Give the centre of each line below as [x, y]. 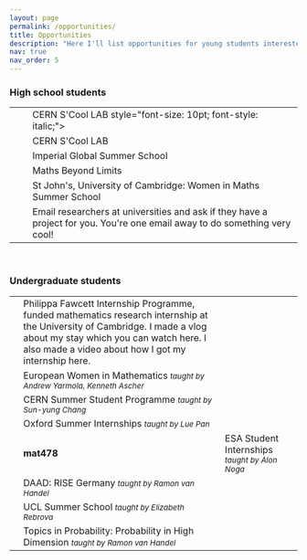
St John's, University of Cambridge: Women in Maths [146, 185]
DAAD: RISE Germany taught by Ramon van [109, 482]
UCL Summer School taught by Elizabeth [104, 506]
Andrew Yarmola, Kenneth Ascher [84, 386]
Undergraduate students [65, 281]
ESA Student [252, 438]
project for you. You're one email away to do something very [162, 223]
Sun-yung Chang [55, 409]
